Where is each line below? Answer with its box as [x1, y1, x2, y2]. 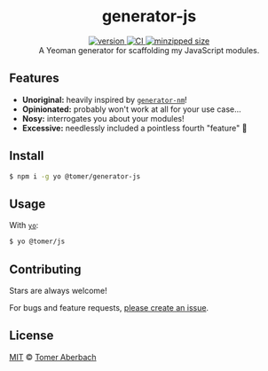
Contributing [9, 262, 82, 277]
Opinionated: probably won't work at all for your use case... [21, 104, 241, 114]
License [9, 328, 54, 343]
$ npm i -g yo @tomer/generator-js [9, 171, 141, 181]
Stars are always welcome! [9, 285, 108, 296]
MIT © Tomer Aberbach [9, 351, 97, 362]
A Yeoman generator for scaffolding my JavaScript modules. [38, 44, 260, 55]
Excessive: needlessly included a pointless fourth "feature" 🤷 [21, 122, 248, 133]
